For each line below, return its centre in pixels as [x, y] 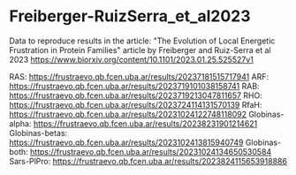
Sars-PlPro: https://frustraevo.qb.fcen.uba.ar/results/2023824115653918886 [148, 161]
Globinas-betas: [38, 133]
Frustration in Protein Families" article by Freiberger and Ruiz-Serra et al [140, 49]
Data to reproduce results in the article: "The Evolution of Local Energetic [142, 41]
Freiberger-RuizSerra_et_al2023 [130, 16]
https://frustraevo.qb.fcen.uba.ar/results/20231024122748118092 [128, 114]
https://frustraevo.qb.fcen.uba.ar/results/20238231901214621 [145, 123]
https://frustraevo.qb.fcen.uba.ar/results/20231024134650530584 [151, 151]
